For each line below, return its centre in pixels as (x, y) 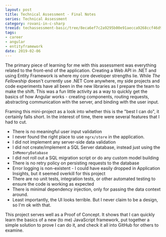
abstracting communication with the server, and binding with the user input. (82, 102)
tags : (11, 33)
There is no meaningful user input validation (57, 131)
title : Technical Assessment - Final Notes (51, 14)
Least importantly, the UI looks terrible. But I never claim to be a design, (85, 199)
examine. (14, 230)
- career (14, 38)
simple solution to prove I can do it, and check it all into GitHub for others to (82, 225)
